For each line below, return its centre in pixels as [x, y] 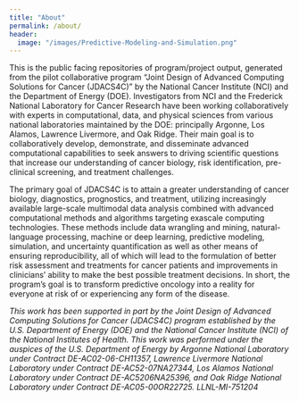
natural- [266, 228]
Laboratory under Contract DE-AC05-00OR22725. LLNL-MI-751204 [134, 387]
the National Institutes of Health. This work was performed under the [136, 339]
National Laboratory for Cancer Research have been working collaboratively [149, 106]
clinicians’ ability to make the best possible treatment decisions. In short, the [149, 275]
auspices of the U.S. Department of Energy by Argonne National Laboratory [149, 349]
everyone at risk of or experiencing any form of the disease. [120, 294]
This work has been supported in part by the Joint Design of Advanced [140, 311]
